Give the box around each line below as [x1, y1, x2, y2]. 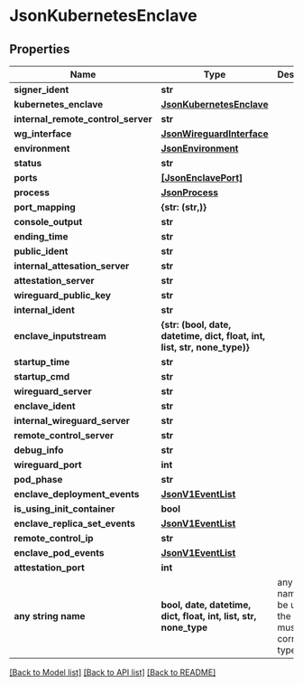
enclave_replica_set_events [14, 517, 135, 530]
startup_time [14, 356, 70, 368]
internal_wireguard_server [14, 415, 131, 427]
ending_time [14, 230, 69, 242]
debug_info [14, 444, 64, 456]
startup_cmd [14, 371, 70, 382]
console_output [14, 216, 83, 228]
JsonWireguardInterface [161, 127, 269, 140]
